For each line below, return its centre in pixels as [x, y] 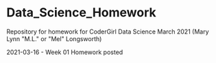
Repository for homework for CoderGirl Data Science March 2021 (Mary [108, 32]
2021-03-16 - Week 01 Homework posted [65, 52]
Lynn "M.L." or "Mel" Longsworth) [54, 38]
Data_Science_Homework [82, 13]
